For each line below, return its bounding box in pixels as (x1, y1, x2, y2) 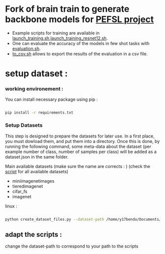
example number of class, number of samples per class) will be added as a (5, 148, 157, 155)
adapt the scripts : (5, 230, 62, 238)
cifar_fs (12, 188, 27, 194)
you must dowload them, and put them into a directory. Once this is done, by (5, 138, 160, 144)
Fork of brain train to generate (5, 3, 130, 15)
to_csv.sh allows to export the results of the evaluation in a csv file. (12, 50, 148, 57)
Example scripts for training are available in (12, 30, 100, 36)
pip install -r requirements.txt (5, 110, 74, 115)
